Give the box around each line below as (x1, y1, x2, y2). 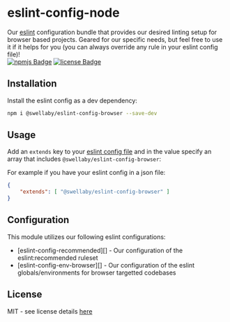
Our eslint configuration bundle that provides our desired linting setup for (7, 28, 217, 36)
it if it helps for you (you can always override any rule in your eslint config (7, 43, 218, 51)
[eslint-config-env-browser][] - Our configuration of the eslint (17, 261, 195, 269)
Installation (7, 78, 57, 90)
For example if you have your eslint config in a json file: (7, 169, 166, 177)
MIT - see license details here (7, 307, 93, 315)
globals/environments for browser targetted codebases (17, 268, 176, 277)
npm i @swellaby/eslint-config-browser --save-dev (7, 109, 158, 116)
